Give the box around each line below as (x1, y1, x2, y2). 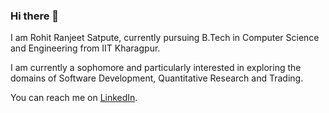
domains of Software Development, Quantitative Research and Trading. (10, 72, 304, 84)
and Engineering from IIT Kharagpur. (10, 42, 161, 54)
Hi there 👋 (10, 9, 60, 23)
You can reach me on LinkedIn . (10, 92, 138, 104)
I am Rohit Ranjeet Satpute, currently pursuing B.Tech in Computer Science (10, 32, 320, 44)
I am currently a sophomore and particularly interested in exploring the (10, 62, 302, 74)
